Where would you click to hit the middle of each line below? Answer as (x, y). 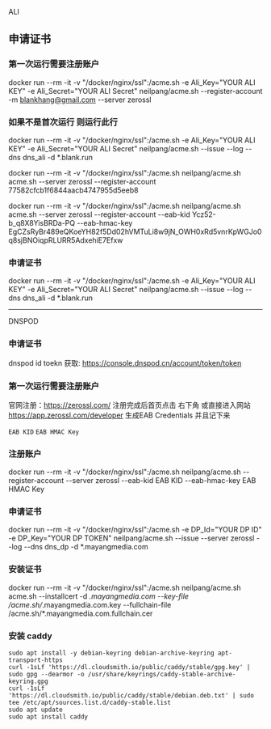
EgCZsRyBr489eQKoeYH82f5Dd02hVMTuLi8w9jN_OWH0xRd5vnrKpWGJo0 (135, 231)
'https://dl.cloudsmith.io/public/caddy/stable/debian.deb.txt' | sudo (131, 696)
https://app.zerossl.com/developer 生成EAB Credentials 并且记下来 (119, 415)
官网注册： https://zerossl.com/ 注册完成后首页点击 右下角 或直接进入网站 (130, 405)
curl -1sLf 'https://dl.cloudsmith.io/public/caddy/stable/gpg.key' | (129, 668)
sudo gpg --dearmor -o (46, 675)
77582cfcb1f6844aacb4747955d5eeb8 (73, 190)
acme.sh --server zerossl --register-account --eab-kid (100, 214)
